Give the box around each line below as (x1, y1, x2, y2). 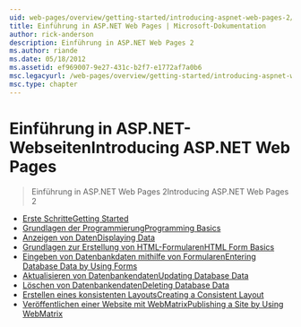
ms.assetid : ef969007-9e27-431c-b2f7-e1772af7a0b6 (9, 64, 202, 73)
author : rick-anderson (9, 30, 94, 39)
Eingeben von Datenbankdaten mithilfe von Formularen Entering (21, 251, 257, 262)
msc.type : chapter (9, 80, 78, 89)
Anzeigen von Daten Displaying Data (21, 232, 155, 243)
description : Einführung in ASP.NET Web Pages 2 (9, 38, 194, 47)
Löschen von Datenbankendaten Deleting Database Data (21, 280, 230, 290)
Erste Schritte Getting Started (21, 212, 129, 224)
